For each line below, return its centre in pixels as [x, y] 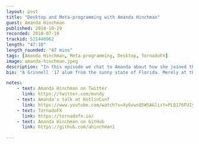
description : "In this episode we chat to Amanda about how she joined [96, 67]
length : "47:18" [26, 45]
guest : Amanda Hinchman [36, 23]
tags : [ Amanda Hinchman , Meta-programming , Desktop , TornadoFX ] [87, 56]
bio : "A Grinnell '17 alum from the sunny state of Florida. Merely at [96, 72]
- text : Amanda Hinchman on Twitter [62, 89]
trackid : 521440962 [30, 39]
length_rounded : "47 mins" [39, 50]
